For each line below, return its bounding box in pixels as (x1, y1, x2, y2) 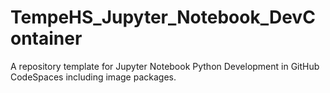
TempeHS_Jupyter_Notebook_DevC (10, 6, 316, 29)
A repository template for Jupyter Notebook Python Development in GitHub (10, 60, 320, 72)
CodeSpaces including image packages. (10, 71, 177, 83)
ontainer (10, 27, 83, 50)
